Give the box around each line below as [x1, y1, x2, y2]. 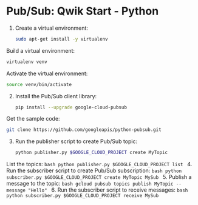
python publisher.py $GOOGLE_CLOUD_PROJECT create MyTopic [15, 150, 168, 156]
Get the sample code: [6, 115, 60, 123]
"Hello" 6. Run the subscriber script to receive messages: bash [28, 186, 188, 193]
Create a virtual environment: [15, 24, 88, 32]
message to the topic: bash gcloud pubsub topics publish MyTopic [6, 180, 174, 187]
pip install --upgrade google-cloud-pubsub [15, 104, 128, 110]
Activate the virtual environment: [6, 70, 88, 77]
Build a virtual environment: [6, 47, 75, 54]
